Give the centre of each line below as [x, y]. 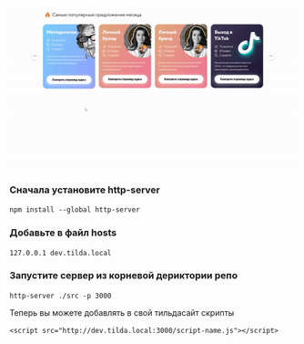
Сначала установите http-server [85, 190]
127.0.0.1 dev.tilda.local [61, 253]
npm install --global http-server [75, 210]
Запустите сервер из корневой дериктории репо [124, 276]
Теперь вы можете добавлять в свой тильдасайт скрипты [122, 312]
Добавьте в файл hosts [63, 233]
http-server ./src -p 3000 [61, 296]
